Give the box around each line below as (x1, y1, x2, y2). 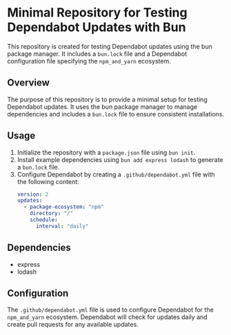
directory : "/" (30, 210, 74, 217)
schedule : (30, 216, 58, 223)
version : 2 (17, 191, 49, 198)
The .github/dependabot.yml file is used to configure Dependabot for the (7, 305, 214, 314)
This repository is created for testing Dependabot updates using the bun (7, 42, 212, 50)
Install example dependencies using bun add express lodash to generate (17, 155, 223, 163)
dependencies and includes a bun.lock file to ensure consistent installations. (7, 110, 225, 118)
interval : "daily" (35, 223, 89, 230)
